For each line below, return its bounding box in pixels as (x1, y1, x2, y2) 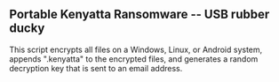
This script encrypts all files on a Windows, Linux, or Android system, (9, 44, 263, 55)
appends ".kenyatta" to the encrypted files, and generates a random (9, 53, 259, 64)
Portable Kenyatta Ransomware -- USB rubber (9, 7, 270, 22)
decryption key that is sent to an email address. (9, 63, 183, 73)
